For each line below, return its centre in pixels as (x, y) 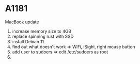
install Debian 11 (28, 41)
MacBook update (22, 22)
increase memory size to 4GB (42, 31)
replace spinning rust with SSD (43, 36)
